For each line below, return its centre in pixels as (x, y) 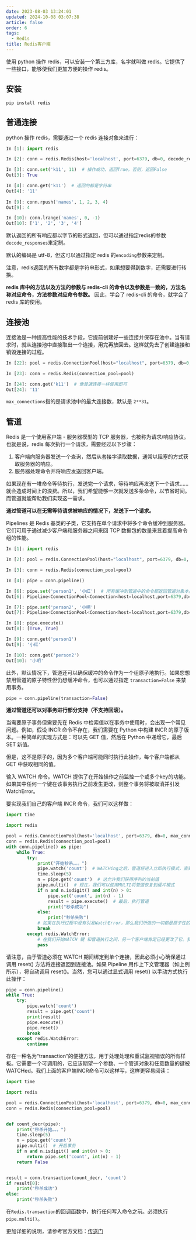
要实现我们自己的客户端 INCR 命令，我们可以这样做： (70, 804)
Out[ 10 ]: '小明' (25, 661)
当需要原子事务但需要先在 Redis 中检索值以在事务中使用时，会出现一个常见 (96, 723)
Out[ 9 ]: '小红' (24, 644)
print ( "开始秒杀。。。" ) (62, 863)
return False (32, 1162)
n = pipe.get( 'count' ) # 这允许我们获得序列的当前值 (98, 880)
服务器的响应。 (38, 464)
